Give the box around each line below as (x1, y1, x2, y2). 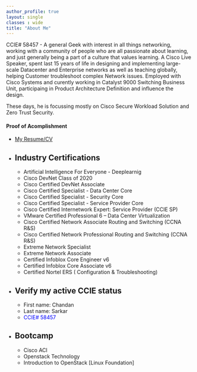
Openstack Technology (23, 353, 81, 360)
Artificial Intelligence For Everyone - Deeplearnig (23, 169, 142, 176)
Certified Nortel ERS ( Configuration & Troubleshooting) (23, 269, 158, 276)
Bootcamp (14, 331, 54, 341)
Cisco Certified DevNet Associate (23, 181, 105, 188)
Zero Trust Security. (6, 109, 55, 116)
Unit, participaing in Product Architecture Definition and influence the (6, 85, 173, 92)
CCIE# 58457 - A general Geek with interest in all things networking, (6, 41, 172, 48)
